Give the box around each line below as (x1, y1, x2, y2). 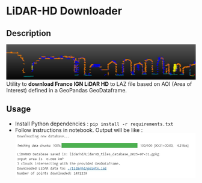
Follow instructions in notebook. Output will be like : (14, 126, 143, 133)
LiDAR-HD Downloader (6, 4, 122, 18)
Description (6, 28, 51, 38)
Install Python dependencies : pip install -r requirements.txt (14, 120, 174, 127)
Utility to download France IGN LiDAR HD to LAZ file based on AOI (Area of (6, 80, 192, 88)
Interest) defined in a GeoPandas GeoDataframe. (6, 87, 127, 94)
